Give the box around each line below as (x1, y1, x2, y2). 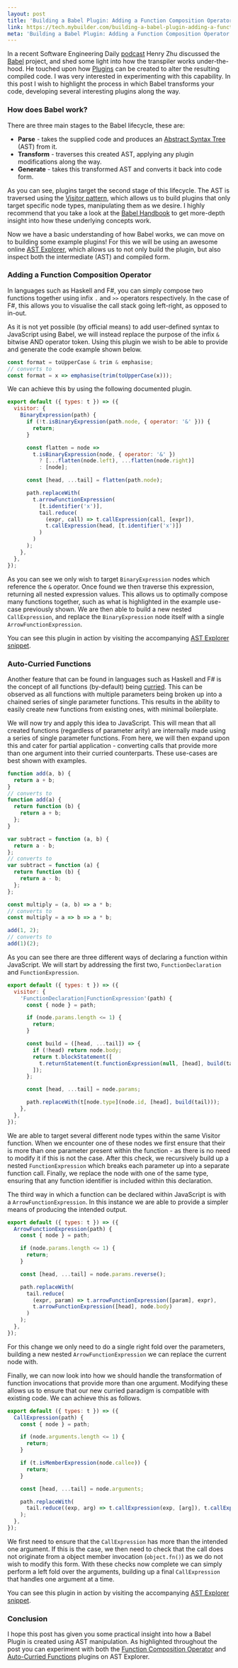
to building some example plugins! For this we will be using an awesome (7, 237, 218, 246)
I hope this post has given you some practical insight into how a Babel (7, 1630, 211, 1638)
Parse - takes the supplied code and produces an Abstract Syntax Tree (17, 135, 226, 143)
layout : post (7, 10, 46, 18)
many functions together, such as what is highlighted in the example (7, 597, 207, 606)
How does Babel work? (7, 105, 88, 115)
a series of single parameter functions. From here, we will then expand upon (7, 734, 230, 742)
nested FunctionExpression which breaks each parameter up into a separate (7, 1161, 230, 1169)
